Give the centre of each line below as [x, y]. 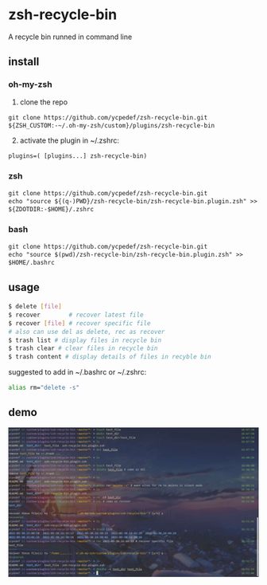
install [24, 62]
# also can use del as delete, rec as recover [87, 332]
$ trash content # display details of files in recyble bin [110, 357]
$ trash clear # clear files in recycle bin [83, 348]
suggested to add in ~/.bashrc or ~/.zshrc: [77, 372]
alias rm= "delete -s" [44, 388]
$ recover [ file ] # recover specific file [79, 323]
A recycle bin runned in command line [70, 37]
